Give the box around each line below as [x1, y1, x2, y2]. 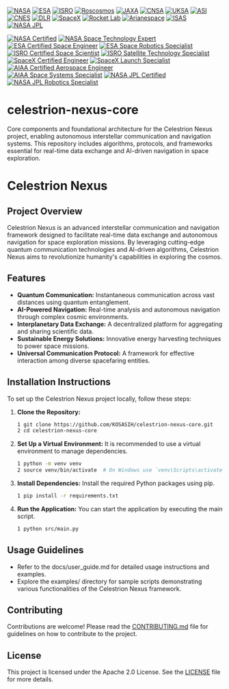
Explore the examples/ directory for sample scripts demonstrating [16, 577, 202, 585]
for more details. [7, 675, 53, 684]
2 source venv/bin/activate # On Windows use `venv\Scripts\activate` [16, 467, 226, 474]
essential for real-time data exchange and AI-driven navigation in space [7, 146, 209, 154]
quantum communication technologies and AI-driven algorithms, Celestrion [7, 245, 219, 253]
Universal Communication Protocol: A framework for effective [16, 349, 195, 357]
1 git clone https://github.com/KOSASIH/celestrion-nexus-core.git [16, 421, 213, 428]
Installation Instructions [7, 376, 111, 388]
